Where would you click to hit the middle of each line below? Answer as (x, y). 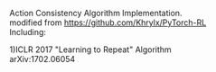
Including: (28, 32)
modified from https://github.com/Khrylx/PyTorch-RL (108, 22)
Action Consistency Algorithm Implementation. (96, 13)
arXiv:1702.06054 (42, 59)
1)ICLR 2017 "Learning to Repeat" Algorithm (90, 49)
